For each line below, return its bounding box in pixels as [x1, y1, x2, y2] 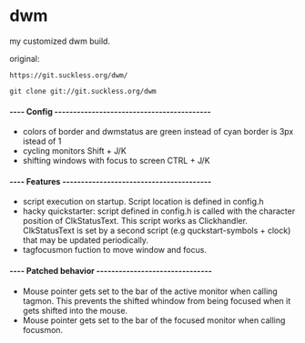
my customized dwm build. [9, 35, 111, 46]
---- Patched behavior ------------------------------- [9, 265, 212, 276]
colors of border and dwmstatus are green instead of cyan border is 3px [22, 126, 294, 137]
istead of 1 [22, 136, 62, 146]
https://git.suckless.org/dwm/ [9, 70, 128, 80]
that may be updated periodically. [22, 235, 148, 246]
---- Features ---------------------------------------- [9, 176, 212, 187]
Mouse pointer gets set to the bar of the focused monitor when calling [22, 315, 286, 326]
